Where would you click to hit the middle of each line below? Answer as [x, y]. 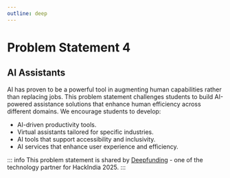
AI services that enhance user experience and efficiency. [97, 146]
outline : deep [27, 13]
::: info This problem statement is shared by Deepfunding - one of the [105, 159]
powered [20, 104]
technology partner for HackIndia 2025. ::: [67, 167]
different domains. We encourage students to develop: [84, 111]
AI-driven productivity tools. [57, 124]
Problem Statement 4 [69, 47]
